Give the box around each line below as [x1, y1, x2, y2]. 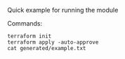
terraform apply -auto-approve [7, 39, 99, 46]
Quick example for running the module [7, 6, 119, 14]
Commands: [7, 19, 43, 27]
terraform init [7, 33, 52, 40]
